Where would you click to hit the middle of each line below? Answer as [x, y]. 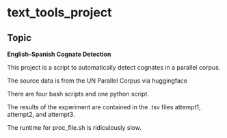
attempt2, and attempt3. [41, 114]
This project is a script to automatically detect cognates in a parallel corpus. [114, 67]
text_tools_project [59, 13]
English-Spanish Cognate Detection [59, 54]
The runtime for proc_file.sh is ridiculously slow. [74, 127]
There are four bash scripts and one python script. [78, 94]
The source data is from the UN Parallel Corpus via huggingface [97, 81]
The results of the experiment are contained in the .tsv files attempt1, [104, 107]
